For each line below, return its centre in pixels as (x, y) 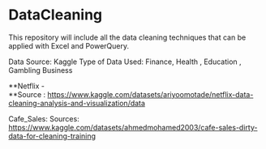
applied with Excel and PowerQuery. (69, 45)
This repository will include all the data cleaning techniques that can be (127, 37)
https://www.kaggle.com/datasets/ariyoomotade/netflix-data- (150, 94)
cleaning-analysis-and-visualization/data (77, 103)
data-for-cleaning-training (52, 136)
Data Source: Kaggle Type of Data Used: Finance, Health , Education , (125, 62)
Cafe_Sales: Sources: (44, 118)
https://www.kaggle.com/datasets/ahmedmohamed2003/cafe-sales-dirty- (133, 127)
